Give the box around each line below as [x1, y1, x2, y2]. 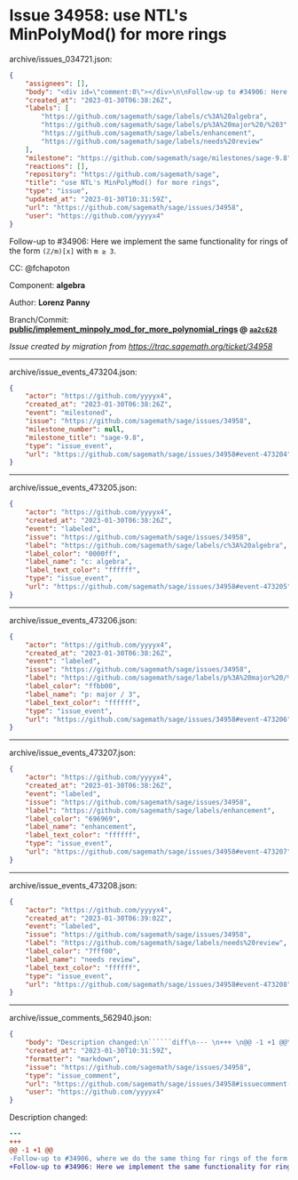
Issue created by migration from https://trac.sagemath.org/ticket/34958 [9, 341, 273, 351]
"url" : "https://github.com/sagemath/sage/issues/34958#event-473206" [25, 715, 292, 724]
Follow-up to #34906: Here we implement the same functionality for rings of [9, 236, 288, 246]
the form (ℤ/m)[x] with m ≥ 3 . [9, 245, 117, 256]
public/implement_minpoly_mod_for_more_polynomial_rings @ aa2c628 [9, 324, 278, 334]
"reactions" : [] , [25, 162, 90, 171]
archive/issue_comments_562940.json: [9, 1013, 153, 1023]
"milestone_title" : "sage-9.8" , [25, 433, 145, 442]
